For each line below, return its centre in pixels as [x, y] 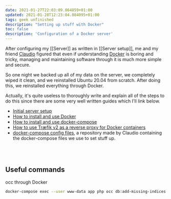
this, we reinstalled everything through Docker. [55, 86]
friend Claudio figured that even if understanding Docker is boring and [79, 54]
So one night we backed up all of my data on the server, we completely [80, 75]
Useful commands [35, 170]
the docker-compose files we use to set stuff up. [64, 138]
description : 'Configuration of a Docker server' [59, 34]
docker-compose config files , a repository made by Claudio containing [87, 133]
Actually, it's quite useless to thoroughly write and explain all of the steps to [85, 96]
